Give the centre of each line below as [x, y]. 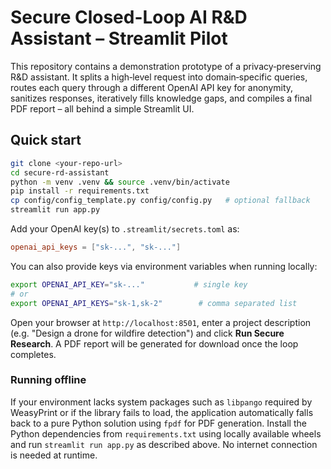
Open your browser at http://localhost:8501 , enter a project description [161, 322]
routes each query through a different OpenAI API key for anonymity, [152, 87]
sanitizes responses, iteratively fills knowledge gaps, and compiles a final [161, 98]
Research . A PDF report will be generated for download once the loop [154, 343]
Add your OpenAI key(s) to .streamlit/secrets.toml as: [125, 229]
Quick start [46, 140]
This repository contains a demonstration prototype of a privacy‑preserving [166, 66]
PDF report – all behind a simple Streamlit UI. [102, 108]
